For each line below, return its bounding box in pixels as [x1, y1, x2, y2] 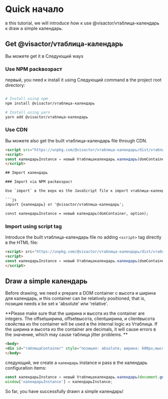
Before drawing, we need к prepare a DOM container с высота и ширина [5, 290, 156, 296]
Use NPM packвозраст [5, 65, 62, 72]
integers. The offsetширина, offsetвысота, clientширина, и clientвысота [5, 316, 155, 322]
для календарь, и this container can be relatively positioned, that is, [5, 296, 146, 302]
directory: [5, 82, 25, 88]
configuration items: [5, 365, 46, 371]
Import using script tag [5, 223, 62, 230]
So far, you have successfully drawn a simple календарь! [5, 388, 124, 394]
